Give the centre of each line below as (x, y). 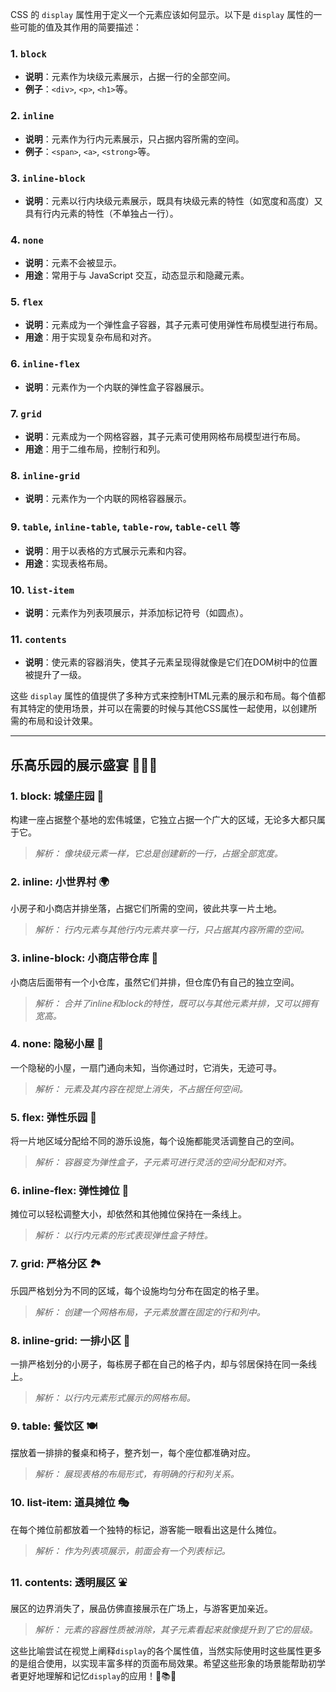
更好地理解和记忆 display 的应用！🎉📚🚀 (97, 1675)
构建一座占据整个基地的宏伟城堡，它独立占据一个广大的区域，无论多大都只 (163, 819)
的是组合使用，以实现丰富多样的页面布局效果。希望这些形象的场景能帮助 (159, 1663)
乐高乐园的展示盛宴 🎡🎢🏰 (84, 764)
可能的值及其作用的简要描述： (80, 27)
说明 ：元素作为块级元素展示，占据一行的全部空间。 (130, 77)
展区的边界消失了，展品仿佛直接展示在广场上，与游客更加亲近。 (141, 1608)
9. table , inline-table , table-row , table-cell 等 (125, 527)
